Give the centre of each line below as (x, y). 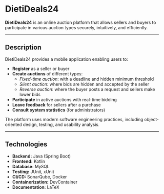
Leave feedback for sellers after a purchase (56, 105)
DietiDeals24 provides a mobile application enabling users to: (67, 59)
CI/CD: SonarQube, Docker (40, 176)
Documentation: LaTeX (36, 187)
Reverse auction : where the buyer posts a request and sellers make (87, 89)
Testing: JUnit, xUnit (33, 172)
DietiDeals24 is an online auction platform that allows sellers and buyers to (81, 22)
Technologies (26, 144)
